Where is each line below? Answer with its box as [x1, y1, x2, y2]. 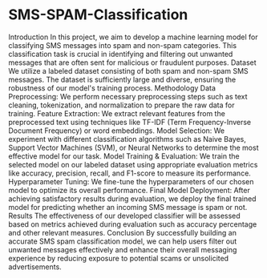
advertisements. [8, 262, 62, 272]
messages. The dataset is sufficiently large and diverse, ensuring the [8, 75, 237, 84]
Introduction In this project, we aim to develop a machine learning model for [8, 32, 258, 42]
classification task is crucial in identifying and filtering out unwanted [8, 49, 233, 58]
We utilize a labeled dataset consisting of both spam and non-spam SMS [8, 66, 249, 75]
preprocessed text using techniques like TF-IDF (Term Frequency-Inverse [8, 117, 252, 127]
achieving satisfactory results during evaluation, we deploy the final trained [8, 194, 257, 203]
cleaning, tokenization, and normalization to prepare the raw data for [8, 100, 235, 110]
